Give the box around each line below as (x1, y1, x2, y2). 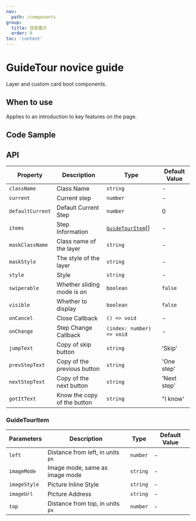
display (56, 304, 77, 312)
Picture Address (47, 490, 92, 498)
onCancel (9, 315, 33, 321)
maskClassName (9, 241, 48, 248)
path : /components (11, 14, 57, 20)
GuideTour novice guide (6, 61, 124, 74)
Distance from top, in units (47, 499, 120, 508)
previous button (56, 365, 100, 373)
